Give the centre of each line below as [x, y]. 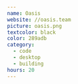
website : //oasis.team [39, 20]
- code [22, 51]
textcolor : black [32, 32]
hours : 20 [21, 70]
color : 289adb [27, 39]
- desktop [27, 58]
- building [28, 64]
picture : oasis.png [35, 26]
